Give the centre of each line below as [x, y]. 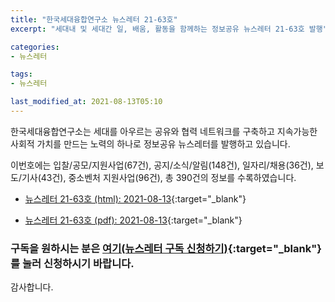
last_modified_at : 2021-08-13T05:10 [86, 102]
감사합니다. [32, 287]
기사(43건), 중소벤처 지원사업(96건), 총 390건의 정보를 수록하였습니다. [159, 177]
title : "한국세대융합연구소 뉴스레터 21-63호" [94, 19]
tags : [21, 74]
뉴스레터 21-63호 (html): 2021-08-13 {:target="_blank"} [135, 198]
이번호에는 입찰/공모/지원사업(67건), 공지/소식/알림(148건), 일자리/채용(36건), [162, 165]
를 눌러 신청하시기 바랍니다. [72, 263]
